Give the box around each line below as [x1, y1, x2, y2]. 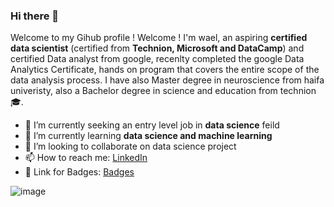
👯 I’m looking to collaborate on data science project [24, 140, 237, 153]
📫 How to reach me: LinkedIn [24, 152, 148, 164]
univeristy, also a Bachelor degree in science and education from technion [10, 85, 317, 97]
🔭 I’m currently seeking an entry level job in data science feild [24, 119, 280, 131]
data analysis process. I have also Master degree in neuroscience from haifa [10, 74, 325, 86]
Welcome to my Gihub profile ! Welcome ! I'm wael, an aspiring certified [10, 32, 308, 44]
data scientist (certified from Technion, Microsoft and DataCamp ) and [10, 42, 305, 54]
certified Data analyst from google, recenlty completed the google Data [10, 53, 305, 65]
